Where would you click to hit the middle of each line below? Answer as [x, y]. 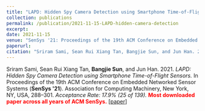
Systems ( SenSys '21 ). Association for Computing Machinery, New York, [98, 88]
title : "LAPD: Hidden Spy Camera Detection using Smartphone [86, 12]
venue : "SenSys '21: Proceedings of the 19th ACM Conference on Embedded [102, 40]
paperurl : [19, 46]
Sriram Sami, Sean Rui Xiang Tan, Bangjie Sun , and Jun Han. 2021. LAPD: [99, 69]
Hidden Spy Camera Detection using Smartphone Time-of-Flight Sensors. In [102, 75]
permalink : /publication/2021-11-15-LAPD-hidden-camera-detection [92, 23]
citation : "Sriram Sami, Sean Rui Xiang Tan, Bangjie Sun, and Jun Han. [101, 52]
